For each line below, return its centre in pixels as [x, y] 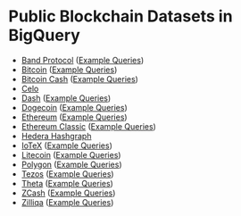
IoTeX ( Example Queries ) [67, 145]
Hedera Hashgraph [56, 136]
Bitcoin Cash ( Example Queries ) [80, 79]
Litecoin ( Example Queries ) [71, 154]
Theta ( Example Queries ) [67, 183]
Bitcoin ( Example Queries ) [69, 70]
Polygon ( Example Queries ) [71, 164]
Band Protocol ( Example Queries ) [83, 60]
